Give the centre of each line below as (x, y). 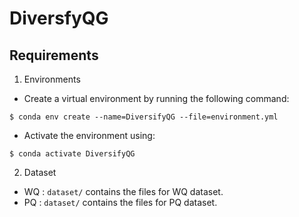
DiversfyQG (59, 18)
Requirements (54, 55)
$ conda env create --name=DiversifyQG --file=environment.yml (144, 117)
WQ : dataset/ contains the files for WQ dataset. (123, 191)
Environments (52, 79)
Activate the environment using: (89, 135)
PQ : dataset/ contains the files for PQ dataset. (120, 202)
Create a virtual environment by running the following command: (156, 98)
